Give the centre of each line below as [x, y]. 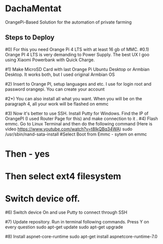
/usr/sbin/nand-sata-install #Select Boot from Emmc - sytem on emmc [76, 134]
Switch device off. [43, 199]
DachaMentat [33, 9]
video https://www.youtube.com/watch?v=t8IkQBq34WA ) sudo [69, 129]
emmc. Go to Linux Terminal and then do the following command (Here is [79, 123]
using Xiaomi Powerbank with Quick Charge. [50, 60]
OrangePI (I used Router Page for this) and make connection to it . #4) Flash [81, 119]
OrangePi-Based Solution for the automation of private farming [69, 22]
